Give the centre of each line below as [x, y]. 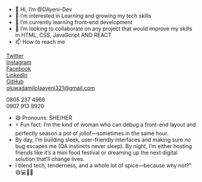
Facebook [19, 69]
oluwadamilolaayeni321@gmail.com [51, 88]
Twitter [15, 56]
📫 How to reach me [40, 42]
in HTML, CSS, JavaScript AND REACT [63, 35]
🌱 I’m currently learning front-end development [74, 22]
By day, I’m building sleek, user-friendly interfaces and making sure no [103, 140]
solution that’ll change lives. [50, 159]
